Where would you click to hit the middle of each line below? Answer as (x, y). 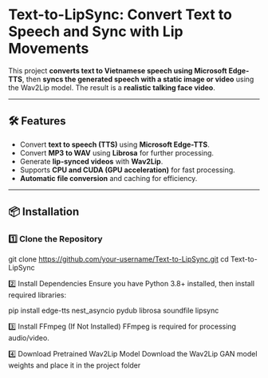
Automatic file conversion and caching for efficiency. (108, 178)
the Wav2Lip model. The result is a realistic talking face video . (112, 87)
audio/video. (29, 338)
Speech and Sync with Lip (96, 31)
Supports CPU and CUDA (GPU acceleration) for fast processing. (127, 170)
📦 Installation (44, 212)
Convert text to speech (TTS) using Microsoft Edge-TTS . (114, 144)
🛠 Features (37, 121)
